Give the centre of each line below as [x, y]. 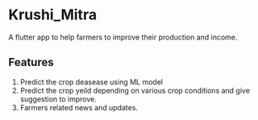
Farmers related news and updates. [79, 107]
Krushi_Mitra [53, 15]
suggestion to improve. [58, 99]
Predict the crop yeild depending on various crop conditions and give [135, 90]
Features [31, 62]
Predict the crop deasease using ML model [92, 81]
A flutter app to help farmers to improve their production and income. [123, 37]
